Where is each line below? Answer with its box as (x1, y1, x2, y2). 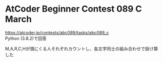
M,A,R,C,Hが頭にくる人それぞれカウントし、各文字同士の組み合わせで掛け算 (5, 46, 158, 51)
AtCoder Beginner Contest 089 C (5, 3, 142, 15)
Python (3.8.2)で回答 (5, 35, 47, 41)
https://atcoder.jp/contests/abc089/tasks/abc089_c (5, 30, 109, 35)
